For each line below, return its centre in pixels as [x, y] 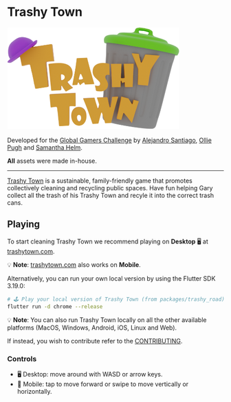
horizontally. [35, 391]
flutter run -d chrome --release [55, 306]
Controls [22, 359]
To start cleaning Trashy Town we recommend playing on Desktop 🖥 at [108, 241]
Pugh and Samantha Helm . [45, 148]
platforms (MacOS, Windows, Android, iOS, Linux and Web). [92, 328]
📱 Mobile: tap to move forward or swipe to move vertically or [103, 384]
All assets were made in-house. [52, 161]
